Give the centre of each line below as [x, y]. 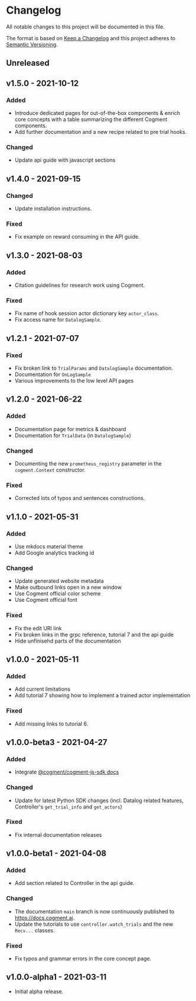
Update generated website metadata [59, 581]
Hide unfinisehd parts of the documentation [68, 641]
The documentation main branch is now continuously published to [94, 911]
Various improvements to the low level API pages [74, 380]
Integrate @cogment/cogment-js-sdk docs [67, 772]
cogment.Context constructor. [50, 470]
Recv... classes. [35, 930]
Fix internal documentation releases [58, 835]
